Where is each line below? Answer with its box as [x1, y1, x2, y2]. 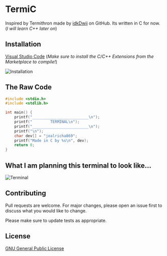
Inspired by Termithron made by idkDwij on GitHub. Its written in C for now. [5, 20, 160, 26]
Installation [5, 40, 41, 49]
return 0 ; [14, 143, 35, 148]
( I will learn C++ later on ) [5, 25, 57, 31]
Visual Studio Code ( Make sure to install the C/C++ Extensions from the [5, 53, 154, 59]
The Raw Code [5, 83, 52, 91]
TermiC [5, 4, 37, 15]
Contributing [5, 189, 46, 198]
